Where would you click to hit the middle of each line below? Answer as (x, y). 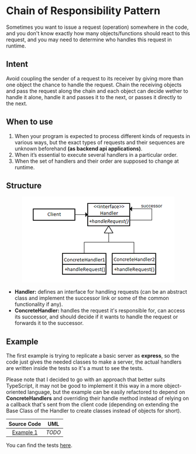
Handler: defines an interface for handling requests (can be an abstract (101, 292)
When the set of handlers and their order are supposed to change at (97, 161)
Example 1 (25, 432)
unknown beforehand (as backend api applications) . (78, 149)
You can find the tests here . (39, 445)
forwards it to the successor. (49, 323)
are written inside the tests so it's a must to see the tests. (75, 368)
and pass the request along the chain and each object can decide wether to (97, 91)
